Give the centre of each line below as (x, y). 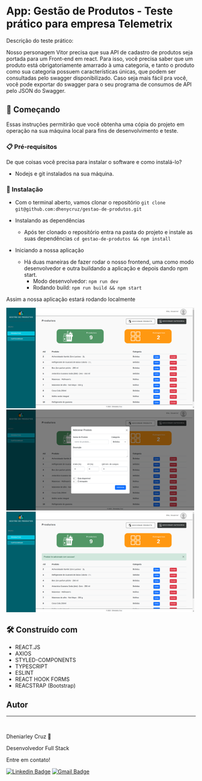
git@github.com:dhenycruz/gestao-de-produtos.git (78, 209)
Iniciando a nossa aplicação (49, 250)
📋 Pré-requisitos (32, 147)
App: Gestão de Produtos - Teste (90, 11)
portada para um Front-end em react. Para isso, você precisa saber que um (100, 58)
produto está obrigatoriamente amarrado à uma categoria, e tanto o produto (100, 65)
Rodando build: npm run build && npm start (87, 288)
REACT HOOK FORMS (42, 679)
